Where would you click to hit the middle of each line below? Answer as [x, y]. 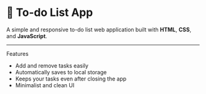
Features [17, 53]
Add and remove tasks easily [52, 65]
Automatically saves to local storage [61, 72]
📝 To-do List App [50, 13]
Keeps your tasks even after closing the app [71, 79]
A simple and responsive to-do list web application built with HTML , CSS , [99, 29]
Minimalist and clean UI [45, 85]
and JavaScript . [27, 36]
